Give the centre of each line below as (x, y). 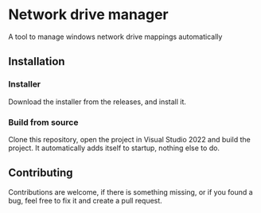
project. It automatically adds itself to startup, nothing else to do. (114, 148)
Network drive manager (88, 15)
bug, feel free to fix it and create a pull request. (86, 200)
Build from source (43, 122)
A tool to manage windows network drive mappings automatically (115, 37)
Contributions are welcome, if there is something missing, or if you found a (130, 192)
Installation (37, 62)
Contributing (41, 173)
